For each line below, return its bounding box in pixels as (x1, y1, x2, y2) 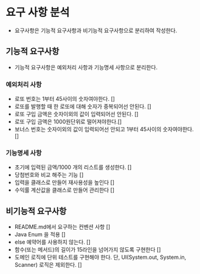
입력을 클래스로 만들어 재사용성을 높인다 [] (14, 179, 115, 186)
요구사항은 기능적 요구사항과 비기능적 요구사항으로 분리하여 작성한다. (14, 27, 178, 34)
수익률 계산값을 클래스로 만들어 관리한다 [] (14, 187, 115, 194)
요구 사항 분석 (5, 5, 70, 19)
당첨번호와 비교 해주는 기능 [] (14, 171, 84, 179)
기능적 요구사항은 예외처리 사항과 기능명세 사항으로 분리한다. (14, 63, 158, 70)
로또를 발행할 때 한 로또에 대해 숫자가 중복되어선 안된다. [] (14, 103, 151, 110)
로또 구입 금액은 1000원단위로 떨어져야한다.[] (14, 118, 122, 125)
